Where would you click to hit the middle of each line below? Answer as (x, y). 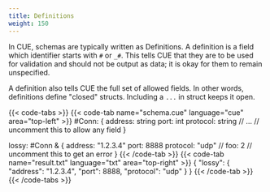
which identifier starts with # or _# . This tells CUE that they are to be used (131, 55)
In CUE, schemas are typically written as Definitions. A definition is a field (131, 46)
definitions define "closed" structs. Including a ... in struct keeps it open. (132, 96)
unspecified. (29, 72)
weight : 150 (28, 23)
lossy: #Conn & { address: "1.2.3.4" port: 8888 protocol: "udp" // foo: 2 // (131, 145)
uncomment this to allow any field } (67, 130)
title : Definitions (41, 16)
